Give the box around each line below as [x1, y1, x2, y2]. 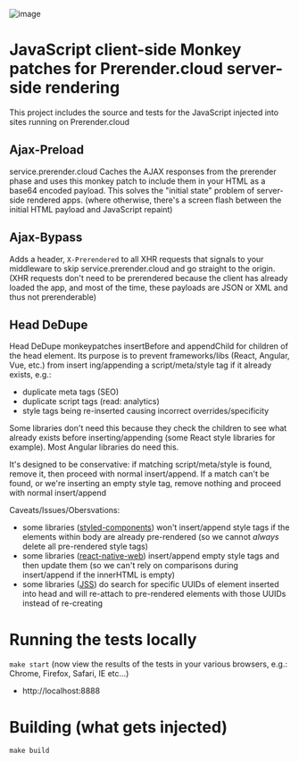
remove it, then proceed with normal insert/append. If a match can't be [9, 468, 270, 479]
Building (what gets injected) [9, 716, 228, 737]
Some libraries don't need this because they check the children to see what [9, 423, 287, 434]
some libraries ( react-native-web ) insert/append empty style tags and [21, 551, 279, 561]
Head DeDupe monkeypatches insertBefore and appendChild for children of [9, 341, 288, 352]
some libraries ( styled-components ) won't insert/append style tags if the [21, 522, 290, 533]
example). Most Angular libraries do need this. [9, 442, 179, 452]
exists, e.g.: [9, 369, 52, 380]
